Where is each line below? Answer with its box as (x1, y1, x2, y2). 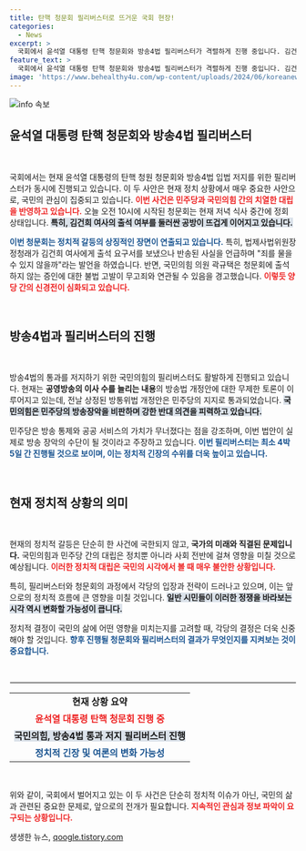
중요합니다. (9, 645, 50, 656)
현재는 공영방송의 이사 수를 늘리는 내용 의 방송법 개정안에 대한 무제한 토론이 (21, 383, 285, 394)
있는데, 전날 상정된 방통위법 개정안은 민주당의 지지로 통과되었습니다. (40, 395, 282, 406)
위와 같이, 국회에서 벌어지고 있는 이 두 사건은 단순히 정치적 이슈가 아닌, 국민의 (9, 789, 284, 801)
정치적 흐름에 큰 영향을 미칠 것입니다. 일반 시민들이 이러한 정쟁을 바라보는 (33, 593, 292, 603)
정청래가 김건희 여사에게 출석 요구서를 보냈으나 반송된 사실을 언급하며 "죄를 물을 (9, 248, 293, 258)
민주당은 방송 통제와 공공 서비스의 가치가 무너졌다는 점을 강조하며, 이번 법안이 (9, 425, 284, 437)
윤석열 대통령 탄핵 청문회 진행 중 (35, 713, 166, 725)
